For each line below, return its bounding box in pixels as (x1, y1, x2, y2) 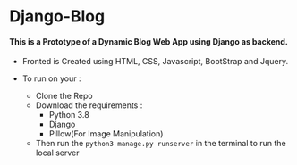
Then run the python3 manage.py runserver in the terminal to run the (35, 138, 286, 149)
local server (35, 147, 80, 158)
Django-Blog (9, 6, 106, 27)
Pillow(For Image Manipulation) (48, 128, 164, 139)
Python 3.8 (48, 110, 89, 120)
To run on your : (21, 73, 81, 84)
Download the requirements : (35, 100, 143, 111)
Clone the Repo (35, 91, 93, 102)
